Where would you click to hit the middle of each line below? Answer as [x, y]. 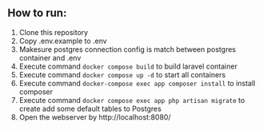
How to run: [37, 13]
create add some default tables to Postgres [90, 108]
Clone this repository [54, 32]
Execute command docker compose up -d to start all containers [122, 74]
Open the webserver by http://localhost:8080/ [95, 117]
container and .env [50, 57]
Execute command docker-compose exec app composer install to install [137, 83]
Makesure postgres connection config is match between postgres [128, 49]
